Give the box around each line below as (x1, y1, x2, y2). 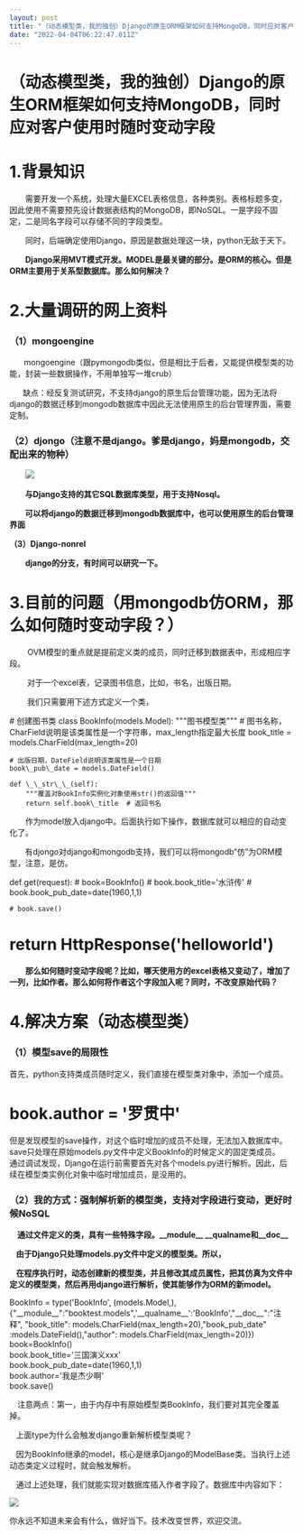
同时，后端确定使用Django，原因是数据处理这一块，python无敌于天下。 (24, 235, 291, 245)
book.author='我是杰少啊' (9, 1370, 105, 1381)
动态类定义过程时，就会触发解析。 (9, 1459, 136, 1471)
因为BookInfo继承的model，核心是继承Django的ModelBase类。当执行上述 (15, 1448, 290, 1459)
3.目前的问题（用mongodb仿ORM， (9, 593, 278, 614)
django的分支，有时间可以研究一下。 (25, 558, 162, 568)
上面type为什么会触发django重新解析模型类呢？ (15, 1429, 193, 1440)
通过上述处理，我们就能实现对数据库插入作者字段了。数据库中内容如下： (15, 1479, 285, 1490)
